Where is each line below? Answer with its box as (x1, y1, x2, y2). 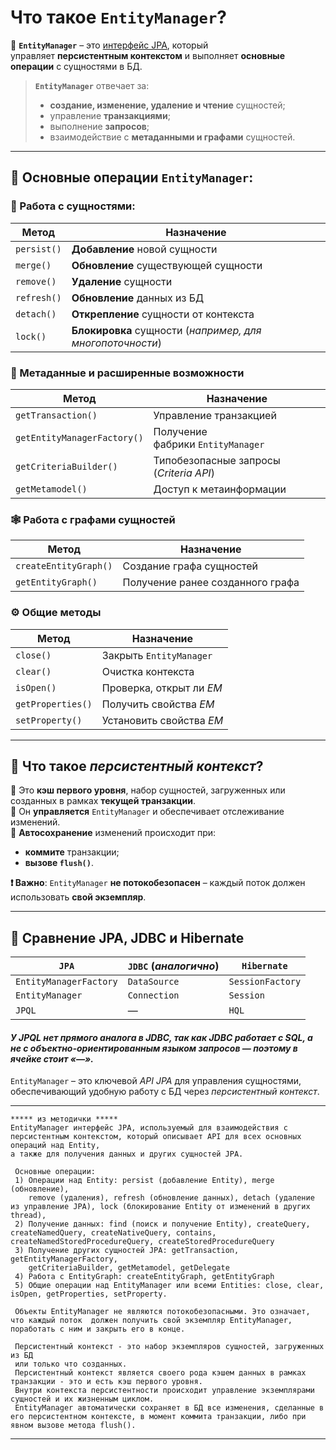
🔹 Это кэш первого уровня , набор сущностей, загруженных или (10, 784, 286, 796)
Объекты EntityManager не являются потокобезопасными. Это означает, (14, 1307, 311, 1317)
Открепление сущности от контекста (71, 307, 255, 321)
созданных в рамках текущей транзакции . (10, 795, 196, 807)
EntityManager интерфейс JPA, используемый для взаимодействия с (10, 1123, 288, 1133)
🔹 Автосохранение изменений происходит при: (10, 827, 217, 839)
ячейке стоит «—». (10, 1052, 94, 1065)
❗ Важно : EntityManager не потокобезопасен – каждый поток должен (10, 877, 306, 889)
